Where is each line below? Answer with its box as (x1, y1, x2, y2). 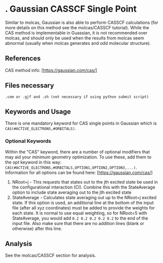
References (5, 55, 41, 63)
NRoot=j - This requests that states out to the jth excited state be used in (12, 179, 158, 185)
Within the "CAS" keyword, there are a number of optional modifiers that (5, 149, 150, 154)
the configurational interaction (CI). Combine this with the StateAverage (12, 184, 156, 190)
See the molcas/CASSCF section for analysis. (5, 252, 96, 259)
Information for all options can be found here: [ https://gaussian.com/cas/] (5, 169, 153, 175)
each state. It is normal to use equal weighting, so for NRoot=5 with (12, 210, 147, 216)
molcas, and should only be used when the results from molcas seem (5, 35, 145, 41)
